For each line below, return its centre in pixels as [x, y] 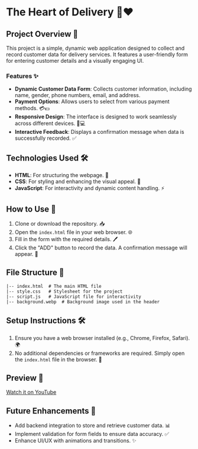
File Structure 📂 [35, 273]
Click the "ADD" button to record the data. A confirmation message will [101, 248]
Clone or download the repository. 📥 [60, 223]
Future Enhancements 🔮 [51, 411]
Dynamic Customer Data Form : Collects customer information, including [103, 89]
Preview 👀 [25, 378]
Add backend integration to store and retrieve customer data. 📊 [92, 425]
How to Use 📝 [31, 209]
